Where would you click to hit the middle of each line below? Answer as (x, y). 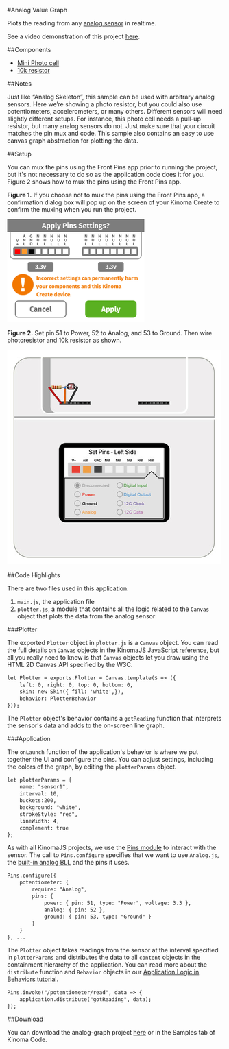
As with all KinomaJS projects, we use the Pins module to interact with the (112, 847)
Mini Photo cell (38, 63)
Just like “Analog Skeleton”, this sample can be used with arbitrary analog (111, 97)
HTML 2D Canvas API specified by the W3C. (70, 665)
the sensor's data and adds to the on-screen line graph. (86, 725)
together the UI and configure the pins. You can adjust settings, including (110, 759)
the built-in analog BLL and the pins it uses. (68, 862)
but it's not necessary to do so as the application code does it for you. (106, 174)
